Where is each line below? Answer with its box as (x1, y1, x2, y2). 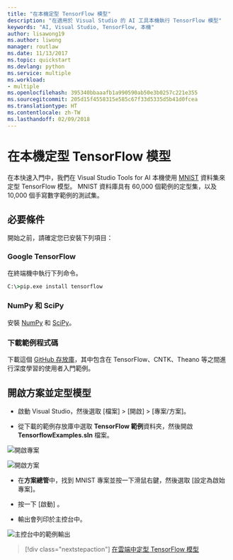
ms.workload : (7, 76, 46, 84)
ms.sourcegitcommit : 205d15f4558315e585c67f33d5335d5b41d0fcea (7, 96, 198, 103)
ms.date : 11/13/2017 (7, 50, 69, 57)
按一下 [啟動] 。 (17, 500, 64, 508)
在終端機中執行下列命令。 (7, 268, 82, 277)
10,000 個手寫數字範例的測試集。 (7, 190, 104, 199)
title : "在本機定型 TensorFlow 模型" (7, 10, 111, 18)
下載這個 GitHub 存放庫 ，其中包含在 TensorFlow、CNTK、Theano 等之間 (7, 355, 220, 364)
